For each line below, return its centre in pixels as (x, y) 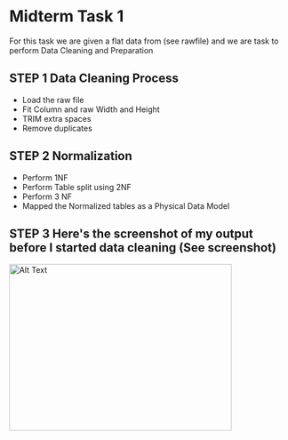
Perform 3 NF (47, 196)
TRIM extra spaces (56, 118)
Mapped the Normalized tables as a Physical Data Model (126, 205)
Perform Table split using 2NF (76, 187)
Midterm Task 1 (67, 16)
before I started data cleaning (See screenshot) (143, 248)
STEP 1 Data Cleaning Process (94, 79)
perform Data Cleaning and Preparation (81, 50)
